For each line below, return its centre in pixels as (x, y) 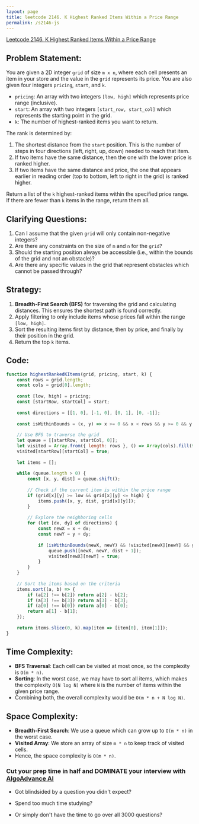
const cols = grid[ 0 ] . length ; (54, 385)
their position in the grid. (45, 335)
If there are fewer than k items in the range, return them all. (78, 201)
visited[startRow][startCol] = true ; (63, 451)
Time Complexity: (40, 652)
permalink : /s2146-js (33, 23)
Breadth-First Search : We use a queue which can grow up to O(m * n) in (104, 731)
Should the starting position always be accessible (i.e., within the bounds (104, 252)
